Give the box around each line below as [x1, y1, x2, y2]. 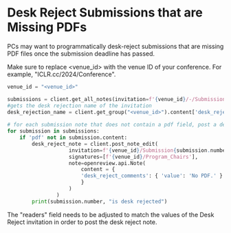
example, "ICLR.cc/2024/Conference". [7, 70, 116, 78]
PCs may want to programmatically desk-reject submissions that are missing [7, 42, 224, 50]
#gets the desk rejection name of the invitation [7, 102, 153, 109]
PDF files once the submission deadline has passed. [7, 49, 155, 58]
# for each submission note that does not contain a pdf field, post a [7, 122, 217, 129]
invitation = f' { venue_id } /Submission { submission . [68, 146, 211, 154]
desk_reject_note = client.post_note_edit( [32, 140, 158, 147]
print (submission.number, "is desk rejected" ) [32, 198, 168, 205]
